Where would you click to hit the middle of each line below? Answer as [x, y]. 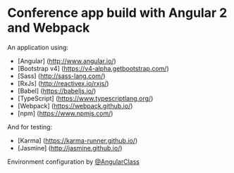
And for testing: [30, 127]
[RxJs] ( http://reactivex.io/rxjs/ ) [63, 83]
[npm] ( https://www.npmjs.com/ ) [65, 113]
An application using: [38, 47]
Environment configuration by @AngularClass [73, 161]
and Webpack [49, 28]
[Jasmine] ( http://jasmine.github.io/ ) [70, 148]
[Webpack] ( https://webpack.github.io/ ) [75, 105]
